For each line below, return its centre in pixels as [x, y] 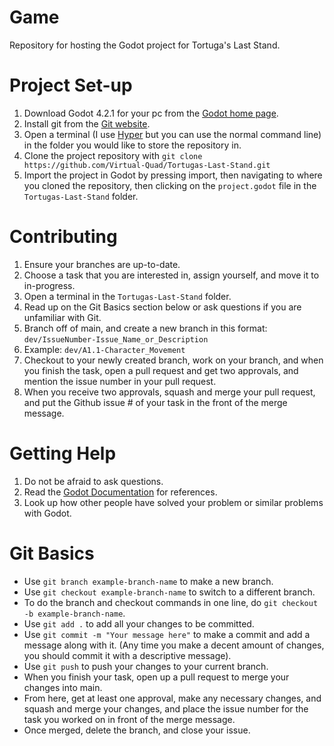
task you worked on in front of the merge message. [129, 719]
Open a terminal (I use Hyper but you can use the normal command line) [172, 134]
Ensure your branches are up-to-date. [102, 264]
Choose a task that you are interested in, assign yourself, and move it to [171, 275]
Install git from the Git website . [87, 123]
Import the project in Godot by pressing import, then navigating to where [173, 175]
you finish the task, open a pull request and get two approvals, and [161, 370]
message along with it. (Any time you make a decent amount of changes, [174, 645]
